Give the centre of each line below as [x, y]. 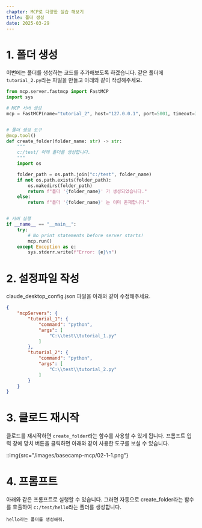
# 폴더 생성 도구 [24, 130]
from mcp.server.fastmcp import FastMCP [58, 92]
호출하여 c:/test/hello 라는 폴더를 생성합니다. [67, 507]
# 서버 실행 [19, 219]
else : [24, 197]
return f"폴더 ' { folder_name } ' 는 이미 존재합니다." [89, 203]
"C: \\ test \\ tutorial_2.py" [83, 369]
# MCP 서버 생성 [24, 108]
